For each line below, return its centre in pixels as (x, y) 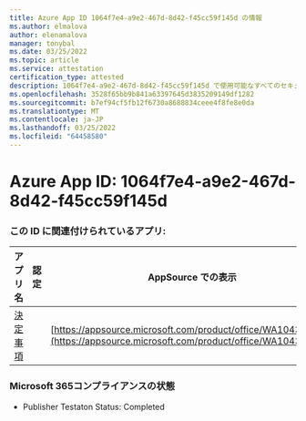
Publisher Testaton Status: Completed (94, 406)
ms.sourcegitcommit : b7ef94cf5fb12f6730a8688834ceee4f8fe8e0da (132, 103)
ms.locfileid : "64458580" (58, 137)
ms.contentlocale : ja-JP (56, 119)
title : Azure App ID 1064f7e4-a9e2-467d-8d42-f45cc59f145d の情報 (136, 18)
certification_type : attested (67, 77)
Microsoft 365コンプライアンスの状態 (92, 386)
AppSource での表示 (192, 277)
